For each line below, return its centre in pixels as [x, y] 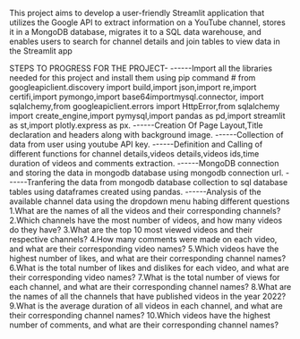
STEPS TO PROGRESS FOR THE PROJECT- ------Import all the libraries [141, 68]
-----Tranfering [37, 182]
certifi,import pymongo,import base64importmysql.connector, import [137, 97]
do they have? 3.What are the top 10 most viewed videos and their [131, 230]
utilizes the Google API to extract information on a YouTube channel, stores [148, 22]
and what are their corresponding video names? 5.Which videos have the [144, 249]
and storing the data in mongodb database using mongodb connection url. [146, 173]
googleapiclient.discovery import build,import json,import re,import [133, 87]
